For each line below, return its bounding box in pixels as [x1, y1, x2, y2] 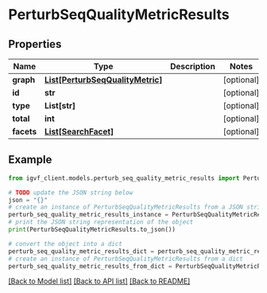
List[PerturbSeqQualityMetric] [44, 74, 163, 85]
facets [12, 126, 37, 137]
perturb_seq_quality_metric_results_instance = [8, 211, 169, 219]
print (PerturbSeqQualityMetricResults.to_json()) [8, 225, 176, 234]
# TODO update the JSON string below [8, 189, 133, 197]
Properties [8, 37, 62, 51]
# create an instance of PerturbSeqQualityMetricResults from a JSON [8, 203, 244, 212]
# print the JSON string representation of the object [8, 218, 194, 226]
